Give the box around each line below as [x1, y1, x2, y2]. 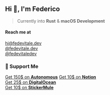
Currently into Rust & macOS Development [17, 18, 105, 24]
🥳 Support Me [5, 63, 38, 69]
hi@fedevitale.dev [5, 40, 42, 46]
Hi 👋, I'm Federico [5, 5, 60, 13]
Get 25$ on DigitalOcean [5, 79, 56, 85]
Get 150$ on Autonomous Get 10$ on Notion [5, 74, 97, 80]
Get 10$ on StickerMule [5, 85, 54, 91]
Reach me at [5, 29, 31, 35]
